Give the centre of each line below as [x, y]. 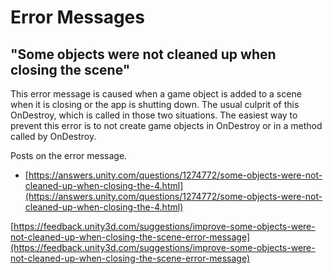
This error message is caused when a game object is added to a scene [156, 94]
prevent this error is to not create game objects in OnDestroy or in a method [166, 125]
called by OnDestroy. [53, 136]
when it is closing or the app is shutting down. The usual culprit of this [155, 104]
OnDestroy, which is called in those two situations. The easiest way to [154, 115]
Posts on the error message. [69, 155]
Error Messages [77, 17]
